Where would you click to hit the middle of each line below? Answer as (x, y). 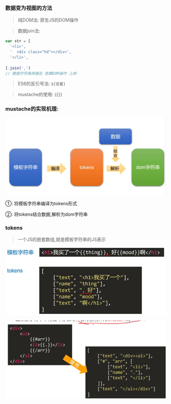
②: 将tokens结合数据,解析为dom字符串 (47, 214)
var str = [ (18, 41)
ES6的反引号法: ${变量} (42, 84)
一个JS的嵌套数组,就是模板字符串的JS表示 (62, 240)
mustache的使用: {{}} (40, 95)
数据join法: (29, 31)
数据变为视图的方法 (29, 8)
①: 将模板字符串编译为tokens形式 (41, 203)
